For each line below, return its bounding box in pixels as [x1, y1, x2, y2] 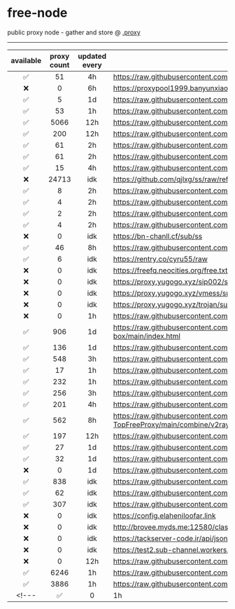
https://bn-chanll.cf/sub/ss [113, 231, 203, 241]
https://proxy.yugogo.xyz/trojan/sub [113, 299, 232, 309]
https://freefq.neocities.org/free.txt [113, 265, 228, 275]
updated [78, 51, 107, 61]
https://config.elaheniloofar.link [113, 510, 216, 520]
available [10, 55, 42, 65]
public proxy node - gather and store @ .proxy [7, 28, 141, 36]
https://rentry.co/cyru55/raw [113, 254, 208, 264]
